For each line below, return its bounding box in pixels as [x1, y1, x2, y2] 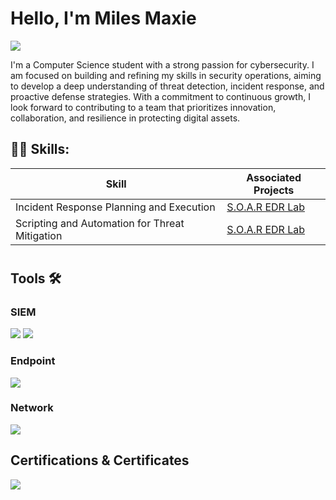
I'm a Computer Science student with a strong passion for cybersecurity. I [10, 58, 315, 71]
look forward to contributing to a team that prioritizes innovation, [10, 101, 277, 113]
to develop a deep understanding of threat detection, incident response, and [10, 80, 325, 92]
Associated [246, 170, 302, 184]
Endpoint [10, 354, 56, 368]
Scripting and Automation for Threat [15, 216, 185, 230]
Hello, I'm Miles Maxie [10, 7, 197, 30]
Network [10, 401, 54, 415]
